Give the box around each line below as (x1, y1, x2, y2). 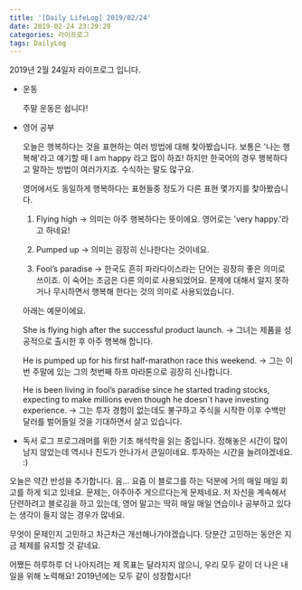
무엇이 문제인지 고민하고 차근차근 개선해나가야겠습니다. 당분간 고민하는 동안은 (9, 528, 283, 539)
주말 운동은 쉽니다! (22, 103, 89, 114)
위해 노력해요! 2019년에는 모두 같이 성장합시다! (25, 571, 192, 582)
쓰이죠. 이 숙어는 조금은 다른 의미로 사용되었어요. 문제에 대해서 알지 (35, 275, 273, 286)
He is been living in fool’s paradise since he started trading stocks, (22, 385, 270, 395)
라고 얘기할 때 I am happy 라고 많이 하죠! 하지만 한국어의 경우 (39, 153, 257, 164)
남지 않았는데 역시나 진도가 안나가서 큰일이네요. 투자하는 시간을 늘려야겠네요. (22, 447, 294, 458)
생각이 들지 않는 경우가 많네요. (18, 509, 126, 520)
